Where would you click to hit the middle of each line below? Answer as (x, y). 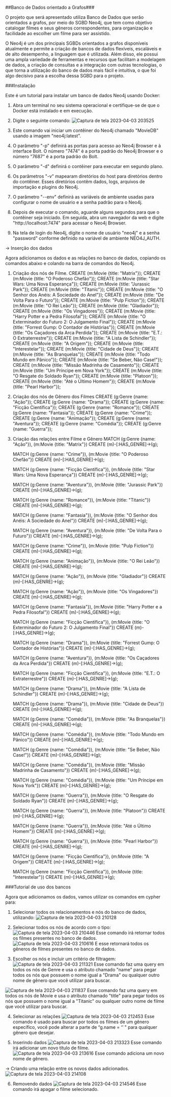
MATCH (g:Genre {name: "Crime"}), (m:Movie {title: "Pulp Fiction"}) (83, 546)
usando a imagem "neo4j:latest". (47, 136)
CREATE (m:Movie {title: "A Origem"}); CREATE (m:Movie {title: (78, 343)
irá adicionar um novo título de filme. (51, 1048)
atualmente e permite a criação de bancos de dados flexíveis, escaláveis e (83, 49)
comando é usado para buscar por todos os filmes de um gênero (81, 1022)
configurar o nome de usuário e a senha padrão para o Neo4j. (78, 202)
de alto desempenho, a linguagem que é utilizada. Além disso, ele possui (82, 54)
